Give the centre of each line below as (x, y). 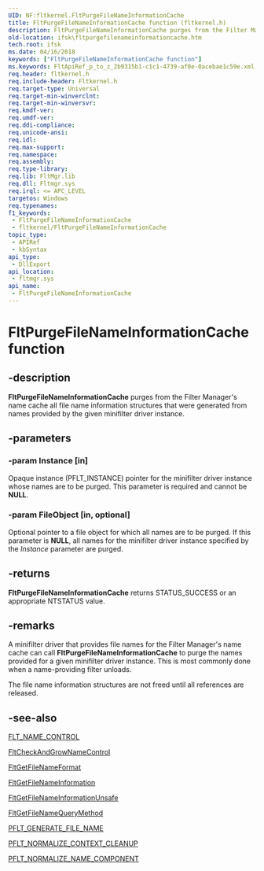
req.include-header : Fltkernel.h (63, 81)
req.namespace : (33, 154)
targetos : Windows (38, 198)
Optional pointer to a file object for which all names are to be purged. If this (130, 532)
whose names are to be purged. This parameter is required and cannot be (128, 486)
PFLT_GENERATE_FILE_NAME (56, 829)
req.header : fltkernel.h (49, 74)
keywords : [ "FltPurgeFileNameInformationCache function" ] (105, 60)
